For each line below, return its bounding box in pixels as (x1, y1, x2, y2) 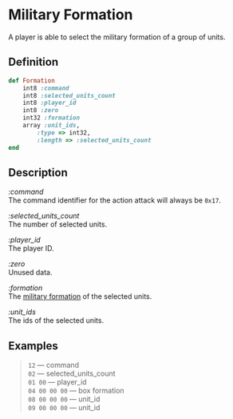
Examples (8, 339, 58, 353)
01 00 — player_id (27, 377, 87, 387)
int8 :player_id (22, 99, 77, 107)
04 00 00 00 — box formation (27, 386, 125, 396)
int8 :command (22, 84, 69, 92)
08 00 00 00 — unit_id (27, 394, 101, 404)
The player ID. (8, 244, 54, 253)
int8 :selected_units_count (22, 91, 116, 99)
